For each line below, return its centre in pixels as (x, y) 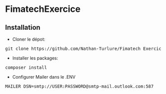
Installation (23, 27)
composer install (26, 68)
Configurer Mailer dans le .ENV (44, 77)
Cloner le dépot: (29, 39)
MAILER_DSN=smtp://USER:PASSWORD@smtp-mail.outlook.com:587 (80, 86)
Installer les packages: (35, 58)
